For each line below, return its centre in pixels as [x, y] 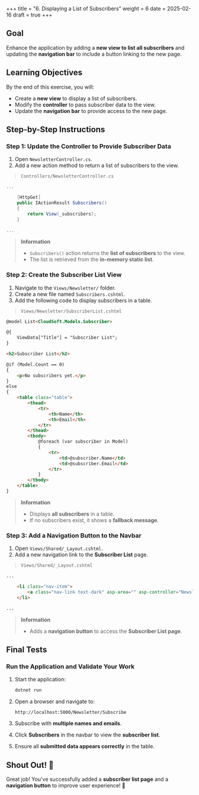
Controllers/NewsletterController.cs [67, 176]
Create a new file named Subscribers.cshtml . [70, 294]
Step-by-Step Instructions [56, 130]
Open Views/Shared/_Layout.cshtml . [59, 548]
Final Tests [27, 650]
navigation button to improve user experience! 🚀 [66, 786]
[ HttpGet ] [29, 198]
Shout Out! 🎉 [30, 765]
